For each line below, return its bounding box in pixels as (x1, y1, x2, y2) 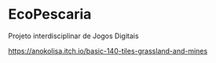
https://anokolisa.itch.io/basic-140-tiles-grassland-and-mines (8, 46, 208, 55)
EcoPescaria (8, 5, 92, 23)
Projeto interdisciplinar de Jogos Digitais (8, 31, 139, 40)
